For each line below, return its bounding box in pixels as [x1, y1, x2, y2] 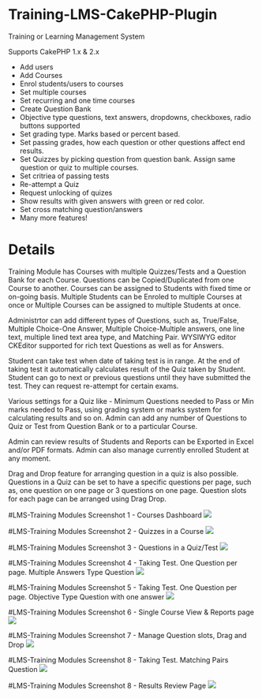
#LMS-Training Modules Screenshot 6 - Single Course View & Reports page [8, 607, 255, 617]
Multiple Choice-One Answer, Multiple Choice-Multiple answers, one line [8, 323, 245, 333]
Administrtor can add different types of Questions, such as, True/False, [8, 315, 239, 325]
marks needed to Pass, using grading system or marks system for [8, 405, 223, 414]
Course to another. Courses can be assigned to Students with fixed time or [8, 283, 251, 293]
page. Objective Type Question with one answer [8, 592, 165, 601]
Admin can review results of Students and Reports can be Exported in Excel [8, 436, 254, 446]
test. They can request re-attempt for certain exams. [8, 381, 179, 390]
